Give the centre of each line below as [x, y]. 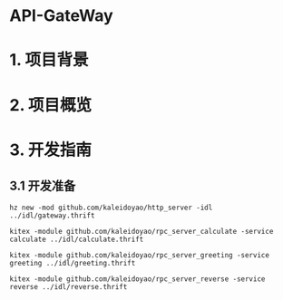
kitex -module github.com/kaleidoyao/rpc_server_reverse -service [137, 279]
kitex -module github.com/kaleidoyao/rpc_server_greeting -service [140, 255]
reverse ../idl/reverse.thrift [68, 286]
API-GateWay [61, 16]
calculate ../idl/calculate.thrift [77, 239]
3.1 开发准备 [43, 186]
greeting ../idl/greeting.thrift [73, 263]
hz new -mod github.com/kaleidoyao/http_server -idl [111, 208]
